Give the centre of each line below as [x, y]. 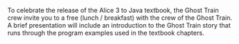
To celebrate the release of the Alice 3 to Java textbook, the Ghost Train [113, 10]
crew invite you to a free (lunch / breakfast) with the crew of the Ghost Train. [120, 18]
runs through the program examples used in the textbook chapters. [106, 33]
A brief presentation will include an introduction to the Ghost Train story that [119, 25]
